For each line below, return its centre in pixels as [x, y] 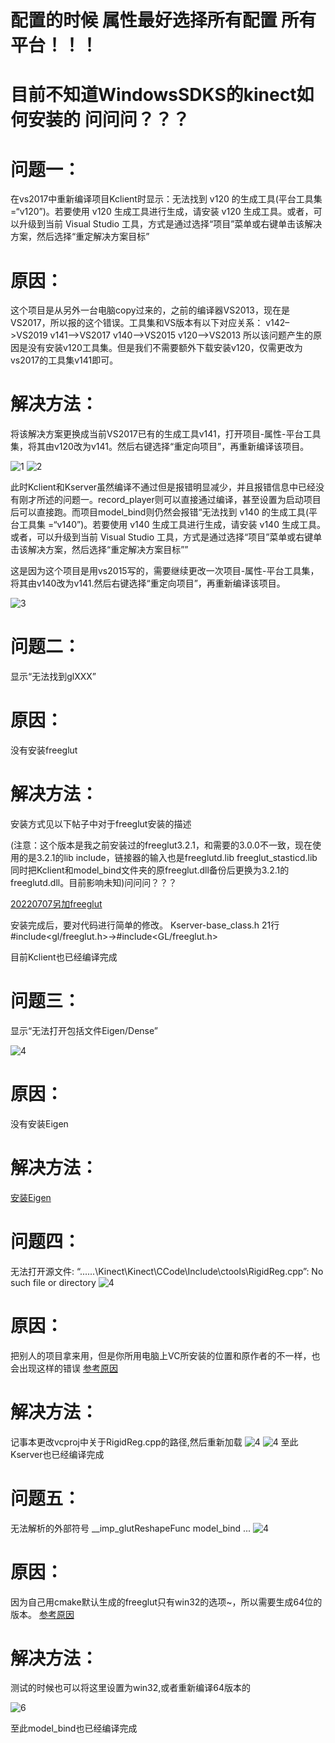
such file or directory [53, 1282]
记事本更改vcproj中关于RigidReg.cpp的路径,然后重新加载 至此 [154, 1442]
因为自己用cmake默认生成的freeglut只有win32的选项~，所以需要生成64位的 [166, 1602]
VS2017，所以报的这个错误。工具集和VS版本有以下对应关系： [137, 323]
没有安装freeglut [44, 750]
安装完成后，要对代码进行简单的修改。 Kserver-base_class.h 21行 [145, 925]
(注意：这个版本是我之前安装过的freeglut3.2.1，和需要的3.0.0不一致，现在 [161, 845]
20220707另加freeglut [56, 904]
